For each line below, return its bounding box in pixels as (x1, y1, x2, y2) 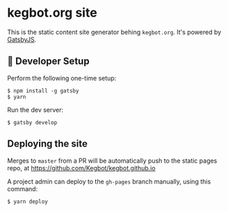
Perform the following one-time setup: (7, 74, 117, 82)
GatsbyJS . (7, 35, 37, 43)
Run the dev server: (7, 106, 64, 114)
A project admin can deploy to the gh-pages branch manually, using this (7, 177, 211, 186)
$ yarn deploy (7, 198, 49, 205)
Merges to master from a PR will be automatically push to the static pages (7, 156, 218, 165)
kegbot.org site (7, 5, 97, 21)
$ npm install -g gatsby (7, 87, 79, 95)
